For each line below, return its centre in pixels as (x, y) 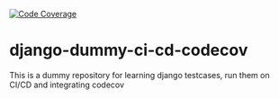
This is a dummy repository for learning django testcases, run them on (139, 75)
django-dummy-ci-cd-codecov (129, 50)
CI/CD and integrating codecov (67, 85)
